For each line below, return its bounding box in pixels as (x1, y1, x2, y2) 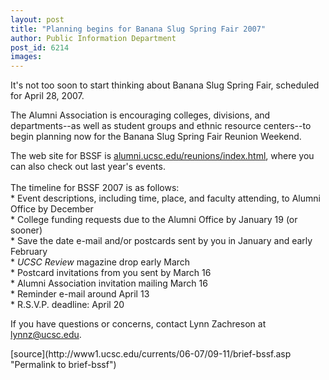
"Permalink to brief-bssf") (10, 359, 117, 371)
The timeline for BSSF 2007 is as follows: (10, 182, 180, 194)
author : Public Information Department (10, 33, 177, 43)
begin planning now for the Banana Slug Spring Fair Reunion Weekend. (10, 131, 302, 143)
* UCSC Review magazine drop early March (10, 256, 191, 268)
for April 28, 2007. (10, 90, 85, 102)
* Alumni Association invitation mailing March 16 (10, 277, 208, 290)
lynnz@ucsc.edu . (10, 329, 82, 341)
